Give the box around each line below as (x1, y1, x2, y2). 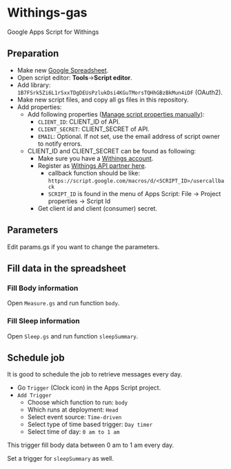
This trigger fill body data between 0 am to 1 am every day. (7, 441, 174, 450)
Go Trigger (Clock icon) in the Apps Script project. (17, 383, 161, 392)
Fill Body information (7, 283, 79, 293)
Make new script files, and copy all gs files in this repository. (17, 95, 189, 104)
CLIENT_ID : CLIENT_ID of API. (37, 117, 121, 126)
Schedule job (7, 352, 65, 363)
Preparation (7, 48, 59, 59)
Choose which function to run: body (27, 399, 128, 407)
